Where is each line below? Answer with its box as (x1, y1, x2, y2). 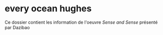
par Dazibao (4, 24, 30, 30)
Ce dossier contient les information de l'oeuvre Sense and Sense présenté (4, 19, 158, 25)
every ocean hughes (4, 3, 92, 14)
